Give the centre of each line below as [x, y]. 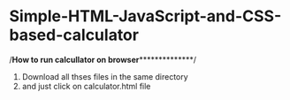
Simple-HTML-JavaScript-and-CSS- [145, 16]
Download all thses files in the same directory [105, 76]
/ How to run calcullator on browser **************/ [103, 59]
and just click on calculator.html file [86, 86]
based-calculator [74, 35]
